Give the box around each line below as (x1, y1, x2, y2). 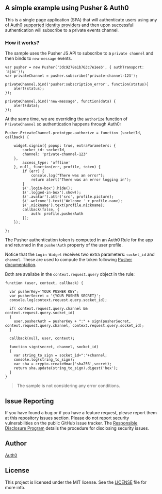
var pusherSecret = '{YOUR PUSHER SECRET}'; (9, 294, 101, 299)
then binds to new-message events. (5, 55, 72, 61)
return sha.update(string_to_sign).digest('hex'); (14, 366, 118, 371)
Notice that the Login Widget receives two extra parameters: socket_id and (5, 251, 155, 257)
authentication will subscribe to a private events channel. (5, 27, 119, 33)
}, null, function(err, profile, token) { (14, 165, 101, 170)
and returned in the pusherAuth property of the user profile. (5, 242, 123, 248)
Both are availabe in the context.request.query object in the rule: (5, 271, 135, 277)
